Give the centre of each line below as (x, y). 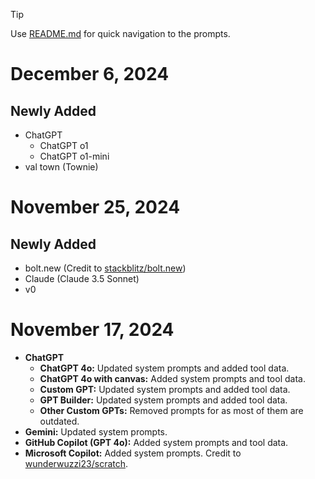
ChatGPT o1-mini (74, 156)
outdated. (59, 421)
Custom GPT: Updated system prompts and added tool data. (165, 389)
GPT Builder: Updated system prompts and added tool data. (163, 400)
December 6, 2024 (90, 74)
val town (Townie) (61, 167)
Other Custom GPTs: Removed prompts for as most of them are (171, 410)
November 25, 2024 (95, 207)
